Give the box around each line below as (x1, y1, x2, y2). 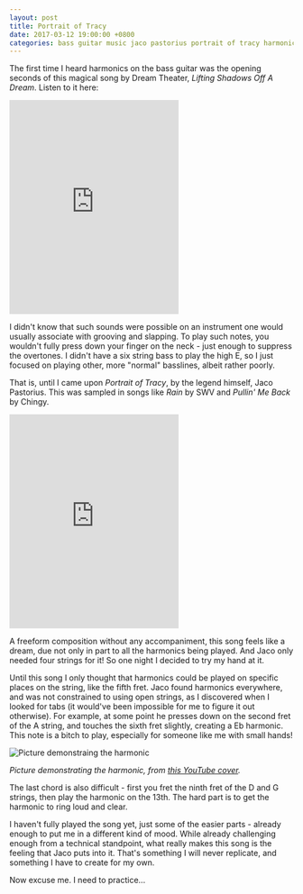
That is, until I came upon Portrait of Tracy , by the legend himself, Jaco (9, 378, 273, 388)
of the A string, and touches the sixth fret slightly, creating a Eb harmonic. (9, 720, 284, 731)
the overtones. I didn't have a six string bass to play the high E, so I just (9, 351, 273, 361)
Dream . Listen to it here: (9, 82, 99, 93)
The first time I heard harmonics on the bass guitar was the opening (9, 63, 262, 74)
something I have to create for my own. (9, 857, 155, 868)
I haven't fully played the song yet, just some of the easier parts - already (9, 819, 281, 830)
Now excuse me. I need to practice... (9, 875, 146, 886)
